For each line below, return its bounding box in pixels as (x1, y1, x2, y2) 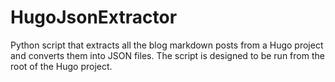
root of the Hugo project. (10, 60, 113, 72)
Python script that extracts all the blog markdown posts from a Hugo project (10, 39, 324, 51)
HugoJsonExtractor (10, 6, 178, 29)
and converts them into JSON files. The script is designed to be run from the (10, 49, 325, 61)
